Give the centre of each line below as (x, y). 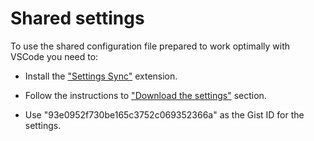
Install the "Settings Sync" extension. (101, 76)
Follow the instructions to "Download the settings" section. (145, 95)
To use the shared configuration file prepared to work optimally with (150, 46)
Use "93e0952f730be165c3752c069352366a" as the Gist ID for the (164, 114)
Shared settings (77, 18)
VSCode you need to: (54, 56)
